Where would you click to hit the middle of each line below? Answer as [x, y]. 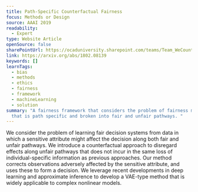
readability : [22, 28]
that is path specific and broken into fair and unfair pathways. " [97, 116]
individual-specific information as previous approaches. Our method [89, 158]
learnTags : [19, 66]
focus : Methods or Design [38, 17]
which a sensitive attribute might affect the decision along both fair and [93, 139]
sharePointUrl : [25, 50]
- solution [25, 105]
